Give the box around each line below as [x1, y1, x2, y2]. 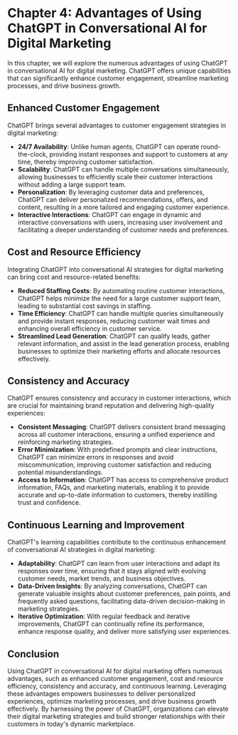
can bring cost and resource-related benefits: [7, 273, 141, 281]
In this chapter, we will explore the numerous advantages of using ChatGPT [7, 58, 228, 67]
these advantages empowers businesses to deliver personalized [7, 689, 196, 698]
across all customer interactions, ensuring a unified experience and [17, 430, 215, 439]
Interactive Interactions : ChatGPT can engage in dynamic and [17, 210, 201, 218]
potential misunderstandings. [17, 468, 103, 477]
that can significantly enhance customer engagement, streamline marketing [7, 73, 229, 83]
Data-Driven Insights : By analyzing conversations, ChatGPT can [17, 582, 207, 591]
